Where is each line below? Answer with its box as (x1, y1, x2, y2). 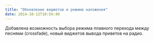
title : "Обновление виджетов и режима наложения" (5, 7, 108, 12)
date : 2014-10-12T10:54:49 (5, 12, 60, 17)
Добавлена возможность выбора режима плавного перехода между (5, 25, 150, 31)
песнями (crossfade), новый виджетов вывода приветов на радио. (5, 30, 144, 36)
